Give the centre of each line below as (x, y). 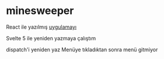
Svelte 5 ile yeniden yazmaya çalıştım (51, 38)
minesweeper (40, 11)
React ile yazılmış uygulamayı (41, 27)
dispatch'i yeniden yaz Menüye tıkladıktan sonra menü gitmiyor (82, 49)
